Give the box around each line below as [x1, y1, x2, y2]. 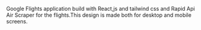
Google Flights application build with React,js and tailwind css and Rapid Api [6, 5, 196, 12]
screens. [6, 18, 28, 25]
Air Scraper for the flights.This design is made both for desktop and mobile [6, 11, 191, 19]
